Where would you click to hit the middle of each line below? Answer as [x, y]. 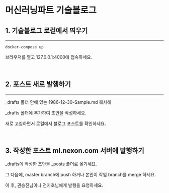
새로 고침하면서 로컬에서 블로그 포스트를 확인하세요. [56, 123]
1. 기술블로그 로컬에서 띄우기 [47, 30]
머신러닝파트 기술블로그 [51, 10]
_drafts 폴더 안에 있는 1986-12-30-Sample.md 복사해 [58, 102]
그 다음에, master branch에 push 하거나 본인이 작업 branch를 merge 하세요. [81, 174]
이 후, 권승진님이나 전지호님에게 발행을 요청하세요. [54, 185]
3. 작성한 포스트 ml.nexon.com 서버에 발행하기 [75, 151]
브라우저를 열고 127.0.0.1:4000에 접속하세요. [49, 57]
